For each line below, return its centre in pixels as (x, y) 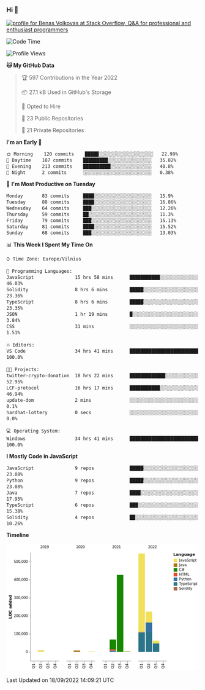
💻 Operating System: (34, 431)
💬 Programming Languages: (39, 272)
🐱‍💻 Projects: (23, 370)
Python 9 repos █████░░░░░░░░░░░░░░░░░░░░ (102, 481)
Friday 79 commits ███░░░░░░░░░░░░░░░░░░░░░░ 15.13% (91, 221)
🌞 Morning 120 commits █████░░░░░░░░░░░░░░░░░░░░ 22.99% (92, 154)
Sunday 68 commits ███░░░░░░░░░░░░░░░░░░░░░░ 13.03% (91, 233)
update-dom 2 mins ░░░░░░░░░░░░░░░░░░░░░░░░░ (102, 401)
